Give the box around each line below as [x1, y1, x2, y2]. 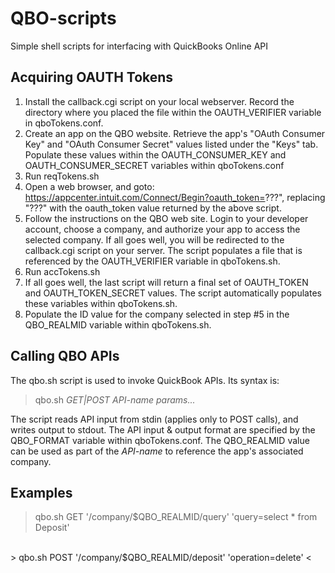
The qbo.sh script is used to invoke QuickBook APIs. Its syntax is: [10, 374, 280, 386]
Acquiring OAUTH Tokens [10, 69, 174, 86]
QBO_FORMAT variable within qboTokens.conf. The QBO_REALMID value [10, 434, 310, 446]
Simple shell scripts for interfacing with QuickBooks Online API [10, 40, 269, 52]
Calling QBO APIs [10, 348, 120, 365]
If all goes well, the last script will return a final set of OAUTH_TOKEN [24, 276, 309, 288]
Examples [10, 484, 73, 501]
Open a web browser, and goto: [24, 180, 155, 192]
